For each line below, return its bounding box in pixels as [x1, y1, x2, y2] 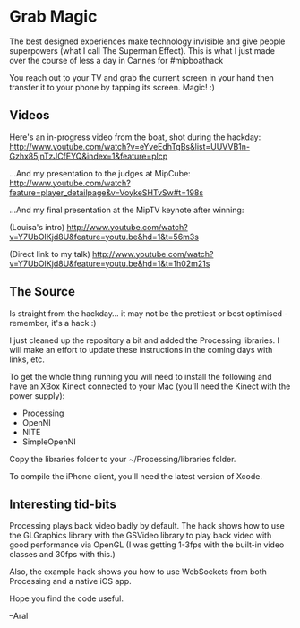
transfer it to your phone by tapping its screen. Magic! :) [9, 82, 215, 92]
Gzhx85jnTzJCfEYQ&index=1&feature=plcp [9, 151, 168, 161]
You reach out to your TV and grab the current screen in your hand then [9, 72, 275, 82]
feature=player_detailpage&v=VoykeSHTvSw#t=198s [9, 186, 204, 198]
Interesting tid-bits [9, 496, 116, 512]
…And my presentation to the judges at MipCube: [9, 168, 191, 178]
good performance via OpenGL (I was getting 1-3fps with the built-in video [9, 539, 285, 550]
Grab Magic [9, 6, 98, 27]
